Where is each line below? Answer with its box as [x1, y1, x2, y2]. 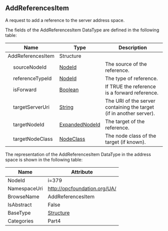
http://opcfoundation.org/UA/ [47, 185, 116, 192]
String [59, 103, 74, 110]
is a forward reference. [104, 89, 158, 96]
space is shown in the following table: [5, 157, 83, 163]
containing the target [104, 103, 154, 110]
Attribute [71, 168, 93, 175]
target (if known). [104, 138, 146, 145]
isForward [13, 86, 36, 93]
